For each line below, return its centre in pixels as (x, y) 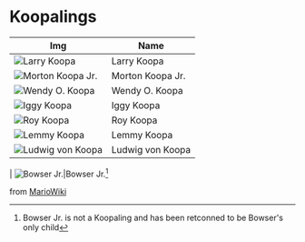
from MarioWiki (38, 191)
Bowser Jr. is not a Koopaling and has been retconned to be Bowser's (153, 217)
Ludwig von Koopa (151, 149)
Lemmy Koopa (142, 135)
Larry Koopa (138, 61)
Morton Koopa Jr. (148, 76)
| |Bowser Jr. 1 (59, 173)
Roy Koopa (134, 120)
